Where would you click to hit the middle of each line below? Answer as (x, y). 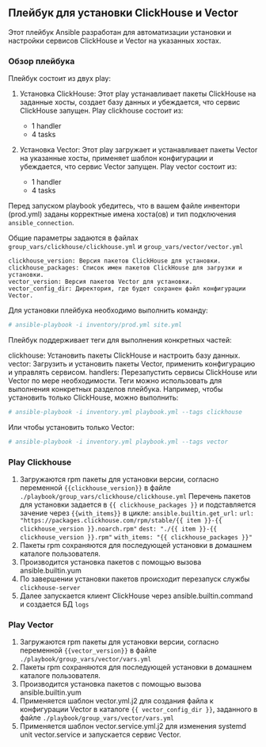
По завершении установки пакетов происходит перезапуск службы (135, 579)
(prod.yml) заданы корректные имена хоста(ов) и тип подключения (122, 214)
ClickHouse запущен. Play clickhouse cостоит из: (101, 111)
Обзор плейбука (42, 61)
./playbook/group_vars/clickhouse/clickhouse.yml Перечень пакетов (135, 496)
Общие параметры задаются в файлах (73, 238)
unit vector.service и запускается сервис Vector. (101, 735)
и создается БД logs (54, 604)
